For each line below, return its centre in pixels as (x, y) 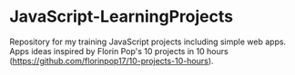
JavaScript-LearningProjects (122, 17)
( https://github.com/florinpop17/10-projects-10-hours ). (112, 61)
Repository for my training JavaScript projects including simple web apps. (148, 42)
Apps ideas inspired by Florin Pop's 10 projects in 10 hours (119, 51)
